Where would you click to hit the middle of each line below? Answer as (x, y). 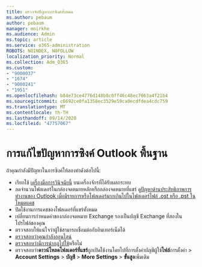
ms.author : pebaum (29, 17)
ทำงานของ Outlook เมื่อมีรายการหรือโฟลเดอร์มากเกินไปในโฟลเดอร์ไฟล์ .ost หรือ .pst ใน (105, 196)
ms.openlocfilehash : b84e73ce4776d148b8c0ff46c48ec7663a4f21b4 (87, 96)
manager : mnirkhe (28, 29)
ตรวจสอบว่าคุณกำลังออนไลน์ (43, 237)
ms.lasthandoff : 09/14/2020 (41, 118)
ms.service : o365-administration (48, 46)
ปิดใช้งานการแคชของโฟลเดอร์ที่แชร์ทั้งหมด (56, 210)
